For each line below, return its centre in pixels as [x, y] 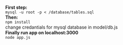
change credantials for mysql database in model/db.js [61, 27]
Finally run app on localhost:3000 [42, 32]
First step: [16, 7]
